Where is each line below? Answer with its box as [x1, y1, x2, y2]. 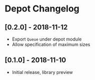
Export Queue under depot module [12, 36, 82, 42]
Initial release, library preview [12, 69, 73, 75]
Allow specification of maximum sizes [12, 41, 90, 47]
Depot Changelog [5, 3, 80, 14]
